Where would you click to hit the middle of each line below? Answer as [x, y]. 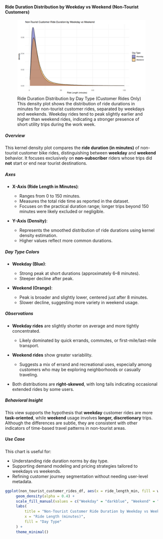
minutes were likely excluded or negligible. [62, 211]
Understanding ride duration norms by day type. [60, 461]
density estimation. [38, 235]
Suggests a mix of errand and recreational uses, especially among [85, 364]
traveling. [29, 374]
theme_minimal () [32, 532]
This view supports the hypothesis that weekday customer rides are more [79, 412]
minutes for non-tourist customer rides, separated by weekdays [81, 109]
